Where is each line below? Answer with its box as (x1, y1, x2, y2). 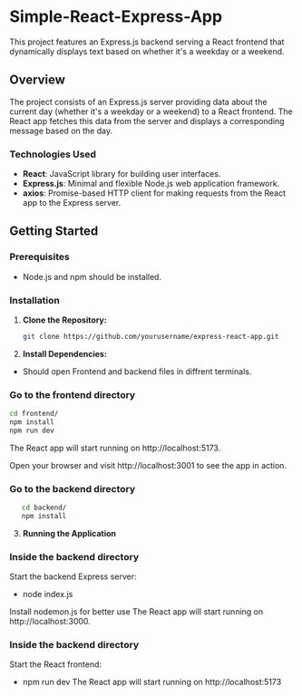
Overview (9, 72, 66, 88)
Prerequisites (9, 251, 70, 264)
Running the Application (22, 527, 116, 538)
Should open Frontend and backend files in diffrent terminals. (22, 365, 252, 377)
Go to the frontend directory (9, 388, 136, 401)
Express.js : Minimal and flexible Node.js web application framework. (22, 179, 280, 189)
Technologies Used (9, 148, 97, 160)
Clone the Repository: (22, 314, 107, 325)
